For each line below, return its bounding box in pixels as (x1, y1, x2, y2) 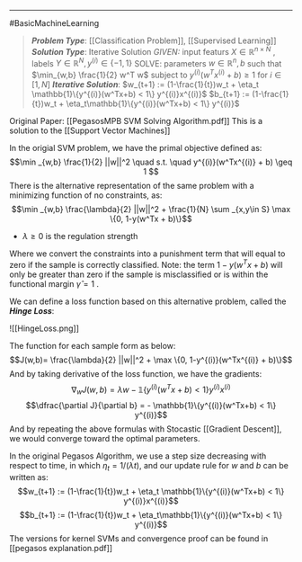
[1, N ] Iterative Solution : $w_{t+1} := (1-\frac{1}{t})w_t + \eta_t (31, 78, 259, 90)
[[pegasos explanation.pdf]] (9, 542, 113, 553)
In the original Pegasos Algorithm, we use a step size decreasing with (9, 450, 267, 461)
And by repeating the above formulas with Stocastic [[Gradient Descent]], (9, 424, 282, 434)
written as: (9, 471, 49, 482)
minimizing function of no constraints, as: (9, 190, 163, 201)
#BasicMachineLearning (9, 18, 100, 28)
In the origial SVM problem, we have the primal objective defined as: (9, 142, 262, 153)
